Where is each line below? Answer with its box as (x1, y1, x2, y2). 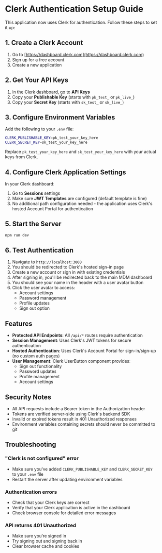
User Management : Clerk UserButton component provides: (12, 358, 131, 364)
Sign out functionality (19, 363, 62, 369)
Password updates (19, 369, 57, 374)
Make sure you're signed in (12, 533, 67, 539)
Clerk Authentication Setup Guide (5, 3, 144, 15)
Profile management (19, 374, 60, 380)
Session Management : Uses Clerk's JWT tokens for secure (12, 337, 132, 343)
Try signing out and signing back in (12, 538, 82, 544)
